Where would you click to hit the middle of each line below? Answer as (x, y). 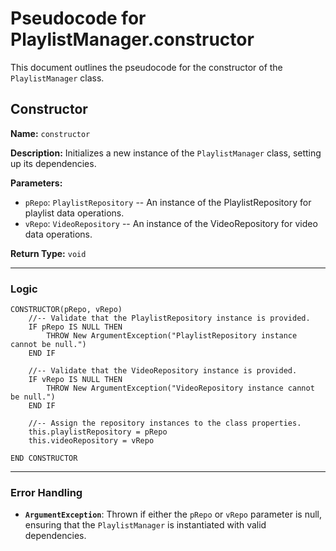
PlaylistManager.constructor (132, 39)
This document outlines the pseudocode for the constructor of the (146, 67)
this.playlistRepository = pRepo (98, 432)
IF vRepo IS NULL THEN (75, 380)
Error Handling (46, 492)
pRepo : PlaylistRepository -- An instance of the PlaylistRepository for (168, 202)
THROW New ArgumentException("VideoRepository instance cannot (180, 388)
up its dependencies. (53, 163)
